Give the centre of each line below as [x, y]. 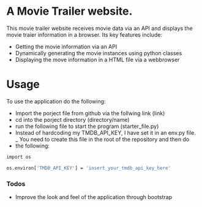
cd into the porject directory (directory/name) [72, 119]
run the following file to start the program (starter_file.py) [87, 126]
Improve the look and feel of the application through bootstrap [94, 197]
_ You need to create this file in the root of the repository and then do [102, 139]
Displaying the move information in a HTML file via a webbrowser [97, 59]
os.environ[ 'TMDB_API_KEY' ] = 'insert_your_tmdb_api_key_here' [89, 168]
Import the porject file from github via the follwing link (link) [90, 113]
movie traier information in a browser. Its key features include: [84, 34]
